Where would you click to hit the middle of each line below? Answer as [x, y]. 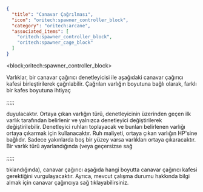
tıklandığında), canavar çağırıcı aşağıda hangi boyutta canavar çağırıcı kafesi [102, 170]
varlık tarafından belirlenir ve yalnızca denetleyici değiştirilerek [84, 120]
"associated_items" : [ [40, 31]
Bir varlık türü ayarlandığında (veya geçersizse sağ [69, 146]
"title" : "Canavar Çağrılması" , [53, 14]
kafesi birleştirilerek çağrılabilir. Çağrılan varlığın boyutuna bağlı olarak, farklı [101, 84]
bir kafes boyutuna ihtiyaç [39, 90]
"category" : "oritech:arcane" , [51, 26]
